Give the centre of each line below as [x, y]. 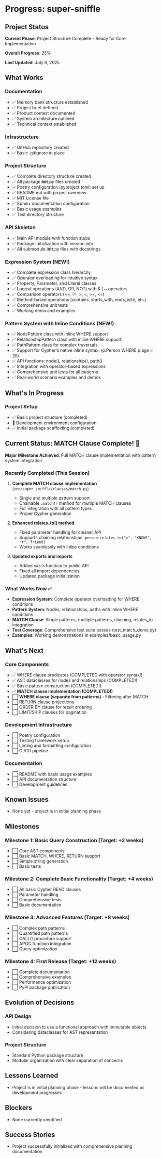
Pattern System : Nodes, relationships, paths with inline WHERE [75, 610]
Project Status [27, 27]
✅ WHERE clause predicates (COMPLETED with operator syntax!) [77, 675]
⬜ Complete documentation [41, 972]
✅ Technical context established [44, 124]
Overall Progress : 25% [28, 53]
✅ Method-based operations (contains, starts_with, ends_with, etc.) [79, 299]
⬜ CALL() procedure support [42, 938]
